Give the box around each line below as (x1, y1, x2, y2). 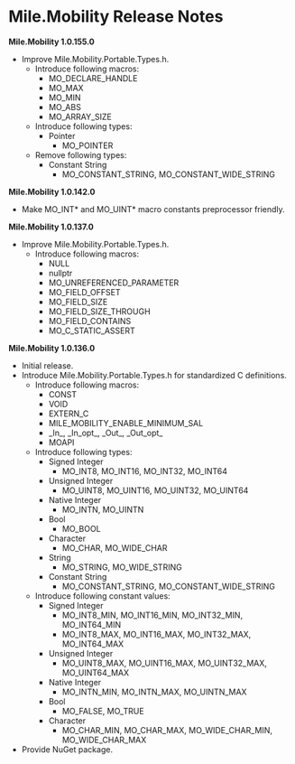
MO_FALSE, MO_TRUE (61, 705, 145, 716)
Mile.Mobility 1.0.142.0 (8, 186, 96, 197)
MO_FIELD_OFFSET (48, 286, 121, 297)
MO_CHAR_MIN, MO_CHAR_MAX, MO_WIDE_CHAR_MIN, (61, 724, 272, 735)
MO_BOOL (61, 523, 101, 534)
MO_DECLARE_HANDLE (48, 72, 138, 83)
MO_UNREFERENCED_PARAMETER (48, 277, 180, 288)
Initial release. (21, 359, 74, 371)
